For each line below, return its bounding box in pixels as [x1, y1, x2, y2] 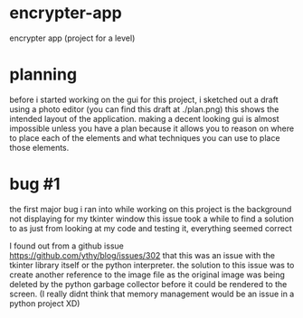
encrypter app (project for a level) [9, 33, 136, 43]
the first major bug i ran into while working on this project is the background [9, 203, 292, 214]
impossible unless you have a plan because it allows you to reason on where [9, 123, 295, 134]
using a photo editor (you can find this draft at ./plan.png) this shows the [9, 103, 279, 115]
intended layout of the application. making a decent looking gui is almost [9, 113, 279, 124]
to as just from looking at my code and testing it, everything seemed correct [9, 222, 292, 233]
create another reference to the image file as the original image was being [9, 269, 285, 280]
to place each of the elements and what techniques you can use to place [9, 132, 280, 143]
